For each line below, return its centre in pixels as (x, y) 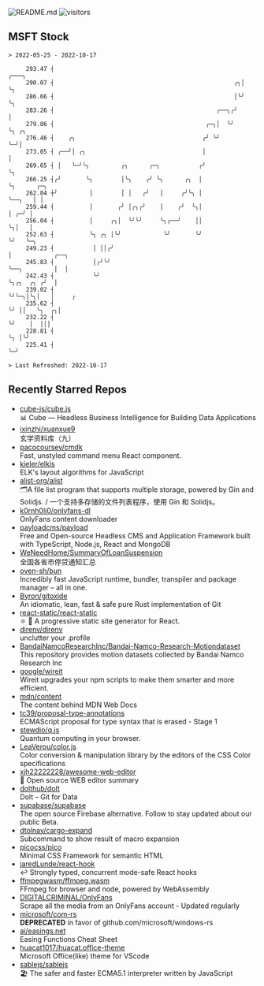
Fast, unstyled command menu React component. (100, 455)
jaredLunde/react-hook (57, 864)
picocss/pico (41, 846)
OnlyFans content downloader (69, 519)
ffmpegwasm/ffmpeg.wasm (65, 880)
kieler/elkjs (37, 463)
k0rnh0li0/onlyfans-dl (55, 510)
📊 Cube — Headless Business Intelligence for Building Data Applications (138, 417)
